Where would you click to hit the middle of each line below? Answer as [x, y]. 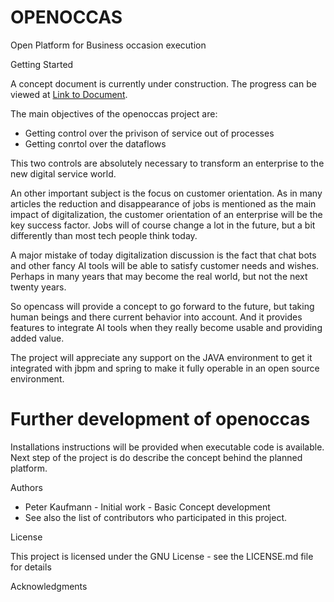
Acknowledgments [49, 586]
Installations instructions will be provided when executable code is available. [167, 447]
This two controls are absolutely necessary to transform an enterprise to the [167, 163]
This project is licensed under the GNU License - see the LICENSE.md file [162, 556]
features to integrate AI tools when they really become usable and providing [166, 327]
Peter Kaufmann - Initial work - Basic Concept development [147, 507]
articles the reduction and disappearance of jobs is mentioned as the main [163, 203]
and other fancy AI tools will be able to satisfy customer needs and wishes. [165, 265]
